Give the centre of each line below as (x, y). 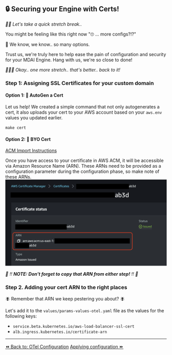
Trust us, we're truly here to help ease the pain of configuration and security (86, 54)
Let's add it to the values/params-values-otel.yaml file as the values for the (85, 311)
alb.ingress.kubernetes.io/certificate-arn (60, 332)
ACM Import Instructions (31, 151)
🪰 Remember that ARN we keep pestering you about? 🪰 (65, 299)
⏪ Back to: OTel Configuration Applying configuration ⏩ (64, 347)
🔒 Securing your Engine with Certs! (62, 9)
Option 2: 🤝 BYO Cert (28, 139)
